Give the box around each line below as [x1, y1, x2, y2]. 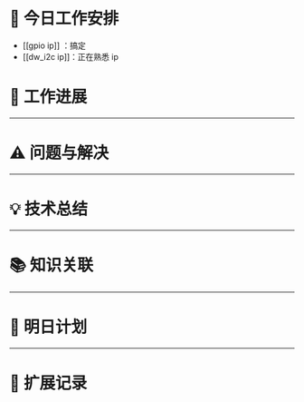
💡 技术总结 [9, 199, 89, 219]
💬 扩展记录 [9, 373, 88, 393]
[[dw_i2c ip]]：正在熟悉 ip [22, 51, 119, 62]
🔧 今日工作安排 [9, 8, 119, 29]
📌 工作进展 [9, 87, 88, 107]
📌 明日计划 [9, 317, 88, 337]
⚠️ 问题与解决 [9, 142, 109, 163]
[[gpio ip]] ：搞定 [22, 40, 86, 51]
